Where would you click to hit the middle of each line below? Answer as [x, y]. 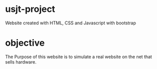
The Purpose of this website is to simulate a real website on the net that [78, 57]
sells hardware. [21, 62]
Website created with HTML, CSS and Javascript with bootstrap [71, 23]
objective [25, 43]
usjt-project [30, 9]
